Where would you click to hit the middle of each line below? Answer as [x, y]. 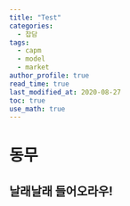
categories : [31, 26]
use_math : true [37, 109]
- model [32, 59]
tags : [19, 42]
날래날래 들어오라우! [61, 191]
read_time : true [39, 84]
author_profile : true [49, 76]
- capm [29, 51]
